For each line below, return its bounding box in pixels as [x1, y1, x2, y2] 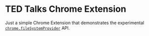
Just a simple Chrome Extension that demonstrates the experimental [5, 20, 145, 26]
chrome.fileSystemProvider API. [5, 25, 70, 31]
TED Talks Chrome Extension [5, 3, 127, 15]
